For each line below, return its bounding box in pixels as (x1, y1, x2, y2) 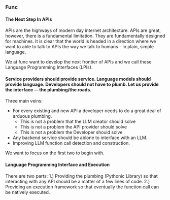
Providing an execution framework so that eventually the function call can (5, 184, 159, 190)
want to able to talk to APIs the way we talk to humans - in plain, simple (5, 44, 154, 50)
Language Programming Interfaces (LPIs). (5, 64, 93, 71)
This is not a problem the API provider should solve (20, 124, 127, 130)
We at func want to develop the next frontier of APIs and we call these (5, 59, 152, 65)
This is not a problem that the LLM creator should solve (20, 118, 136, 125)
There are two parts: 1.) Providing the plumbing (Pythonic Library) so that (5, 173, 158, 179)
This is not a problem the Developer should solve (20, 129, 123, 136)
